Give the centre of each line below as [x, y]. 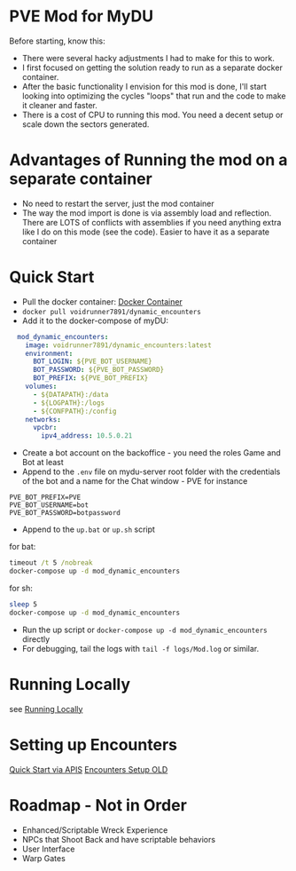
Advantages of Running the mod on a [148, 160]
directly [36, 639]
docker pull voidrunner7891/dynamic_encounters [111, 312]
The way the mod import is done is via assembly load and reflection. [147, 213]
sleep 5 [23, 604]
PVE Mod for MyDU [81, 16]
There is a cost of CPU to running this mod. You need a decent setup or [152, 115]
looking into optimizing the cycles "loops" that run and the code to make [154, 96]
